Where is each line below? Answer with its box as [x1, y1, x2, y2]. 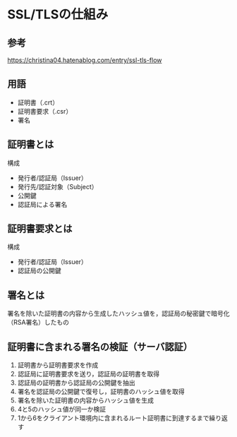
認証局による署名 [17, 200, 68, 208]
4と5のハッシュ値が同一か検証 [17, 405, 107, 414]
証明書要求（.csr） [17, 107, 73, 115]
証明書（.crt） [17, 98, 59, 107]
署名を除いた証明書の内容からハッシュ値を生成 [17, 396, 154, 405]
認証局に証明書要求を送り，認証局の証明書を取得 [17, 370, 160, 378]
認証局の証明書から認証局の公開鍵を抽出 [17, 378, 135, 387]
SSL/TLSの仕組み [7, 6, 109, 23]
